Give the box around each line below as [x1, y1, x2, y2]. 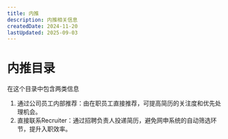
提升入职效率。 [29, 125, 72, 134]
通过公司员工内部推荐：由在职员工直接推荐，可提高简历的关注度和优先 [16, 99, 216, 108]
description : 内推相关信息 [7, 16, 78, 23]
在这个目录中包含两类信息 [7, 85, 79, 93]
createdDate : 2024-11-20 [7, 23, 78, 29]
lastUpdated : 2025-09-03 [7, 29, 78, 36]
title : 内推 [7, 10, 39, 17]
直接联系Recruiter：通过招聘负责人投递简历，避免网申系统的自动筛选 [16, 116, 211, 125]
